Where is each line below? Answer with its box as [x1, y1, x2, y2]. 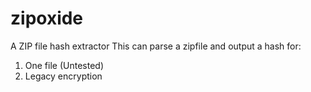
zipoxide [10, 7, 84, 30]
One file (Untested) [24, 59, 105, 71]
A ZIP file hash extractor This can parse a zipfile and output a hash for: [10, 40, 302, 52]
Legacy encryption [24, 70, 103, 82]
